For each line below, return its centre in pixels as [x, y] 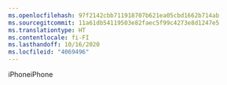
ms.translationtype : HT [47, 30]
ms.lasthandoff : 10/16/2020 [54, 45]
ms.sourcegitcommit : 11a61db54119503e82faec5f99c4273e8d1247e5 [114, 23]
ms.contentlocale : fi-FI [49, 37]
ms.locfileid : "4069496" [49, 52]
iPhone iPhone [31, 74]
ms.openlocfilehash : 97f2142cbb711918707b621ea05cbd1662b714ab [114, 15]
